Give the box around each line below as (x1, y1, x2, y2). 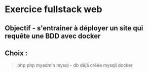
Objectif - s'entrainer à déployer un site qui (5, 24, 143, 32)
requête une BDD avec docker (5, 31, 101, 40)
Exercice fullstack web (5, 4, 102, 15)
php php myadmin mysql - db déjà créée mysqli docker (17, 62, 133, 68)
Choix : (5, 49, 28, 57)
